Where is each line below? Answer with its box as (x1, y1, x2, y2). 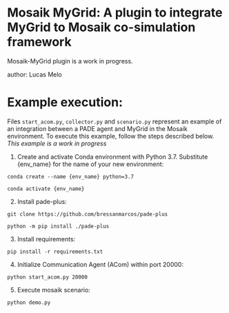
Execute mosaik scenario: (17, 285, 91, 294)
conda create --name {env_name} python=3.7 (7, 173, 135, 180)
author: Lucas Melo (7, 70, 62, 79)
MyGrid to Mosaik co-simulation (7, 19, 196, 35)
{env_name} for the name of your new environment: (17, 160, 164, 168)
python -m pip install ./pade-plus (7, 223, 110, 230)
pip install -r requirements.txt (7, 248, 103, 255)
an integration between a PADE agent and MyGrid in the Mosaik (7, 124, 188, 132)
